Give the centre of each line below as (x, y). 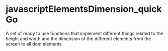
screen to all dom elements (34, 44)
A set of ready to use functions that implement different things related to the (85, 33)
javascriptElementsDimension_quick (84, 9)
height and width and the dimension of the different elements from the (78, 39)
